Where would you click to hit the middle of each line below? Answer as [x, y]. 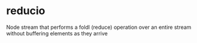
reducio [26, 11]
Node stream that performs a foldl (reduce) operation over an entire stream [99, 27]
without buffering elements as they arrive [57, 33]
